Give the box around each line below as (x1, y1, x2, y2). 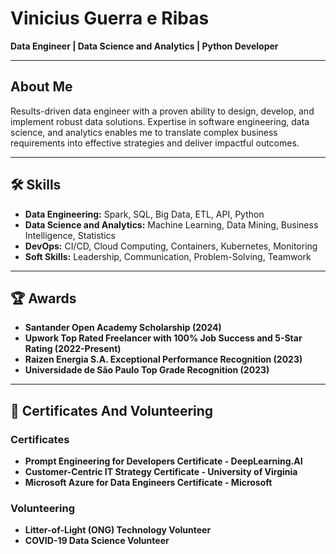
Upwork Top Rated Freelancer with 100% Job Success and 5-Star (24, 332, 303, 344)
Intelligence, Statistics (24, 229, 116, 241)
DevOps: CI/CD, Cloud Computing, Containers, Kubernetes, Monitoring (24, 240, 318, 252)
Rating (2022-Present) (24, 343, 122, 355)
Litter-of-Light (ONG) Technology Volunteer (24, 524, 212, 536)
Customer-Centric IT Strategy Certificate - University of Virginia (24, 466, 298, 478)
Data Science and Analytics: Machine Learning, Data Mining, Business (24, 218, 319, 231)
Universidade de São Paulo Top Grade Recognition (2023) (24, 364, 270, 376)
